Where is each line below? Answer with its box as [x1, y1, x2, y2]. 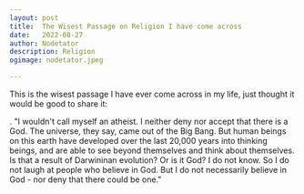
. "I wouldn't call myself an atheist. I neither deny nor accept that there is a [9, 116, 289, 127]
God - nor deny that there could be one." [9, 174, 162, 185]
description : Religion [9, 47, 96, 56]
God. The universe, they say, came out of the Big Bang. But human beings [9, 126, 287, 137]
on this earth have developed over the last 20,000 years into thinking [9, 136, 269, 146]
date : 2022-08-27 [9, 30, 84, 39]
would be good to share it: [9, 98, 107, 109]
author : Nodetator [9, 38, 79, 48]
